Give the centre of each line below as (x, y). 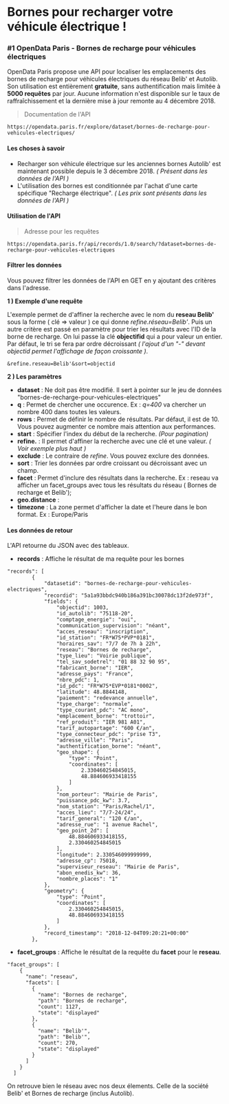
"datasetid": (62, 584)
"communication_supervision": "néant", (113, 626)
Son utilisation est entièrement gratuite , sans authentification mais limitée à (114, 86)
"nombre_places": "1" (87, 879)
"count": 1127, (59, 1007)
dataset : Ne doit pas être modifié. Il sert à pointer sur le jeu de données (119, 390)
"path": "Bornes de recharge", (83, 1001)
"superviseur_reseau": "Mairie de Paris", (118, 867)
